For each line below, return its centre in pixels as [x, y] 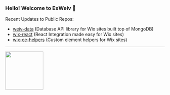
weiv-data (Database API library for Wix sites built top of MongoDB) [83, 29]
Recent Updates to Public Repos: [39, 19]
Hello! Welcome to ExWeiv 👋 [40, 8]
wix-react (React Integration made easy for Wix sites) [68, 35]
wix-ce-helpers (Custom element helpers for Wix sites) [70, 40]
